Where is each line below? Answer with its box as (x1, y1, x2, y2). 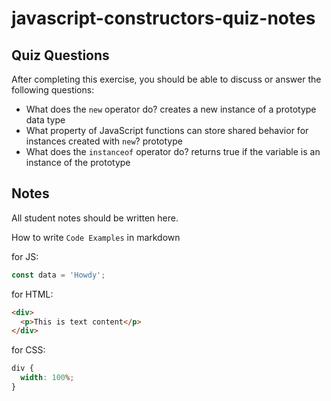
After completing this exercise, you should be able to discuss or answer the (11, 73, 322, 85)
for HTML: (11, 288, 54, 300)
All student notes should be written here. (11, 212, 179, 224)
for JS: (11, 250, 39, 262)
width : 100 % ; (20, 373, 75, 383)
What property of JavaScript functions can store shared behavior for (25, 125, 309, 136)
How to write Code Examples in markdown (11, 231, 181, 243)
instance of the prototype (25, 157, 131, 168)
